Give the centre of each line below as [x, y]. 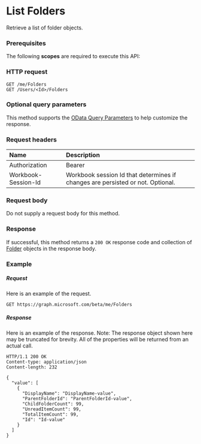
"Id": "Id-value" [44, 419]
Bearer [75, 165]
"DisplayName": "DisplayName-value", [69, 393]
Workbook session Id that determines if [121, 175]
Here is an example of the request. [49, 293]
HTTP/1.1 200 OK [26, 356]
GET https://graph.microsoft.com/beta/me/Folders [69, 304]
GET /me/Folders [26, 84]
